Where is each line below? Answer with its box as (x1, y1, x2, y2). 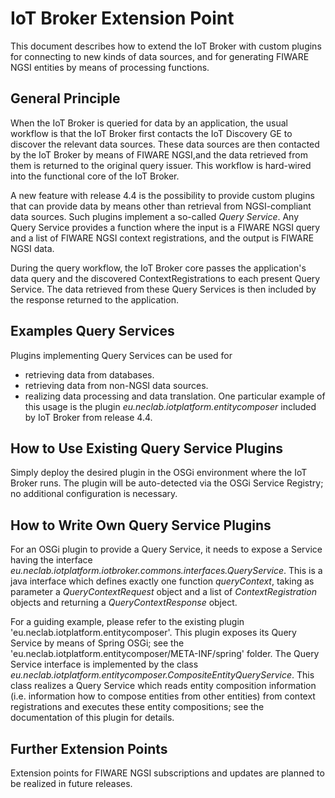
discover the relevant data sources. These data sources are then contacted (10, 138, 320, 150)
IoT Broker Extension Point (10, 7, 235, 30)
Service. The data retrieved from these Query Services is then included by (10, 283, 317, 295)
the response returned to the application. (10, 293, 179, 306)
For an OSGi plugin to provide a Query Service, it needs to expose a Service (10, 543, 323, 556)
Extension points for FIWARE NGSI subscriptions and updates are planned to (10, 767, 325, 779)
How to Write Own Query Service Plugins (10, 517, 272, 534)
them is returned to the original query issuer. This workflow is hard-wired (10, 159, 312, 171)
